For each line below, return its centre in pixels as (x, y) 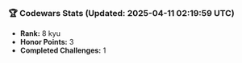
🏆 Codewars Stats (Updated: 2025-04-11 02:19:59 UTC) (122, 13)
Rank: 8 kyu (40, 33)
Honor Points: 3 (47, 42)
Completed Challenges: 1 (63, 50)
